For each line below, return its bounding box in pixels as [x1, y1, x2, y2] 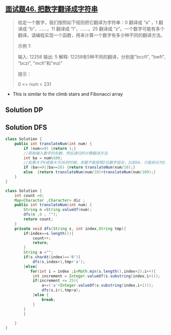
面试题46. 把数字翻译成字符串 [5, 5, 98, 14]
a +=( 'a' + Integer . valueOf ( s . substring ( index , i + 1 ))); [41, 283, 154, 288]
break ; [41, 297, 56, 302]
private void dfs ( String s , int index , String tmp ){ [14, 226, 126, 231]
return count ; [23, 217, 53, 222]
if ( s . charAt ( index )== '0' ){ [23, 255, 81, 260]
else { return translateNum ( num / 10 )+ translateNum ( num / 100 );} [23, 170, 156, 175]
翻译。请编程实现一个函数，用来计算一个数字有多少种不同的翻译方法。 [17, 32, 165, 38]
